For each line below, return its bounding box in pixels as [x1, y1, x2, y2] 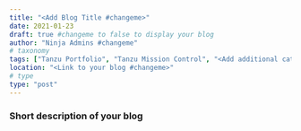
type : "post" [9, 80, 58, 89]
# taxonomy [9, 47, 50, 56]
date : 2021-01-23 [9, 22, 74, 31]
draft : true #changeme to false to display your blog [9, 30, 215, 39]
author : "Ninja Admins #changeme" [9, 38, 139, 48]
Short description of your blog [9, 109, 143, 122]
